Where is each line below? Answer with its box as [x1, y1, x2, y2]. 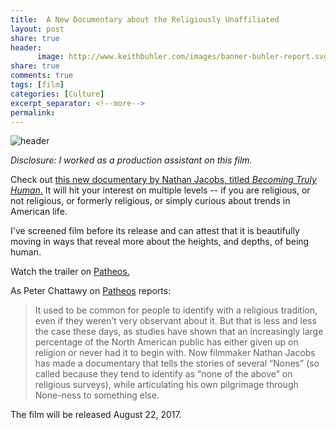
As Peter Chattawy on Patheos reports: [10, 285, 172, 297]
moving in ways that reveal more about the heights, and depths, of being [10, 236, 310, 248]
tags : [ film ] [10, 80, 65, 90]
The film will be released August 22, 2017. [10, 409, 182, 421]
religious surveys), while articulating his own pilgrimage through [34, 379, 299, 391]
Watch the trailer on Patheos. [10, 266, 130, 278]
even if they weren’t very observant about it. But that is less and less [34, 315, 317, 327]
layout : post [10, 24, 65, 34]
